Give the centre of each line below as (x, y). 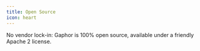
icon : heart (21, 18)
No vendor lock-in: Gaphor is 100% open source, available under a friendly (100, 35)
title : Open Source (31, 12)
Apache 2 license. (29, 41)
